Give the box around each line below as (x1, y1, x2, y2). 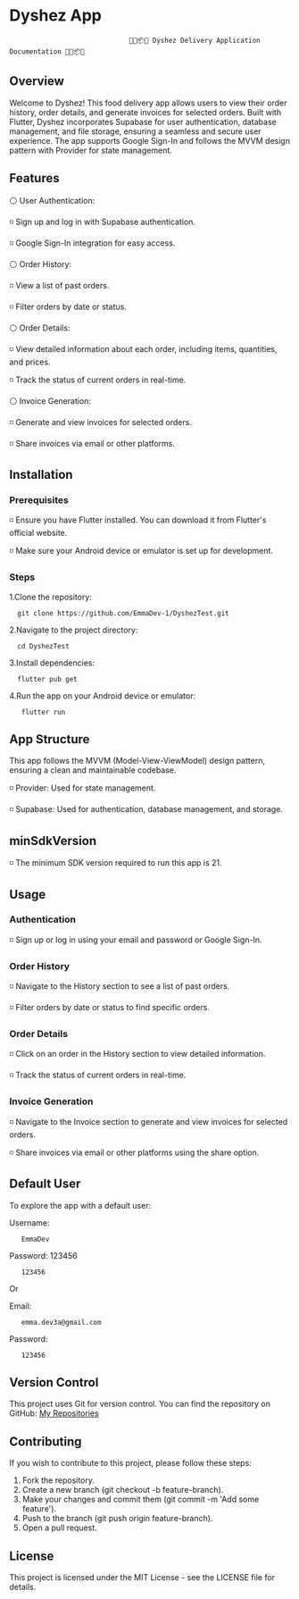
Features (9, 171, 60, 186)
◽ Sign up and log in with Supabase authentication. (9, 216, 196, 227)
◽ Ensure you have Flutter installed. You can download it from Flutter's (9, 515, 267, 525)
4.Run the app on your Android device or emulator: (9, 690, 196, 701)
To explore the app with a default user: (9, 1200, 152, 1210)
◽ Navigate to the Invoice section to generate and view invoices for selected (9, 1116, 288, 1126)
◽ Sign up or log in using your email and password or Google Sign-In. (9, 934, 262, 945)
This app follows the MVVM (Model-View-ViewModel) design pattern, (9, 756, 266, 766)
